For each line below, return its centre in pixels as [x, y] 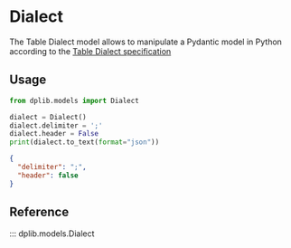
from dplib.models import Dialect [75, 100]
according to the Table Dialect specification [90, 51]
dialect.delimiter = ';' [56, 125]
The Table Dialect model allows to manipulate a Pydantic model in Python [146, 42]
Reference [39, 212]
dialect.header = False [54, 134]
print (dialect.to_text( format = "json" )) [84, 142]
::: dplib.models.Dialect [52, 234]
